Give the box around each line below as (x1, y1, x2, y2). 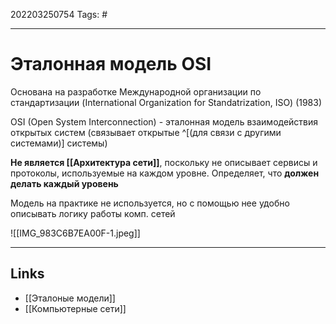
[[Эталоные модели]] (24, 292, 116, 304)
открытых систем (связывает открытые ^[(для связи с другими (10, 126, 282, 138)
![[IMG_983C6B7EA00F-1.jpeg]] (10, 227, 141, 239)
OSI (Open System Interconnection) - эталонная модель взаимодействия (10, 115, 319, 128)
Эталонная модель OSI (10, 53, 212, 76)
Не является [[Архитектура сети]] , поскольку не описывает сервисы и (10, 156, 318, 168)
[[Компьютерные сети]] (24, 302, 127, 314)
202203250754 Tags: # (10, 9, 108, 20)
